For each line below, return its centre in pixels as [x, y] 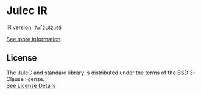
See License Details [31, 85]
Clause [15, 79]
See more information [33, 39]
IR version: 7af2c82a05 [34, 27]
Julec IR [27, 11]
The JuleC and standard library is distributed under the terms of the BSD [97, 73]
